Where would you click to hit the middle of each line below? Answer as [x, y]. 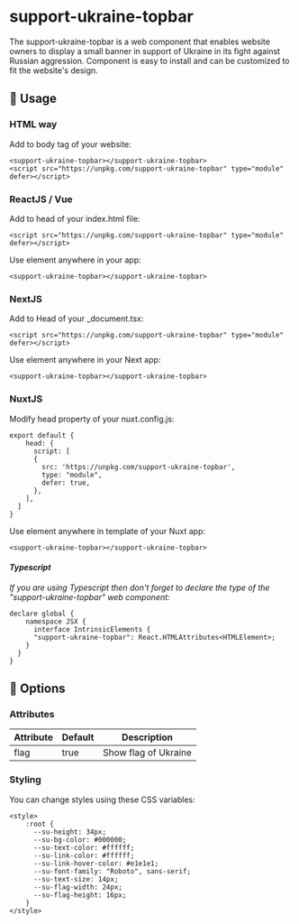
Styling [26, 780]
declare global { [42, 614]
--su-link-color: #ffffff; [84, 855]
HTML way [33, 125]
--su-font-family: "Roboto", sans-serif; [112, 871]
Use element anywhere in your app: [75, 260]
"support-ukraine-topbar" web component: [90, 596]
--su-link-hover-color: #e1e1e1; [96, 864]
